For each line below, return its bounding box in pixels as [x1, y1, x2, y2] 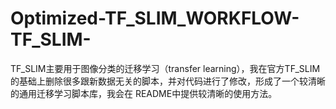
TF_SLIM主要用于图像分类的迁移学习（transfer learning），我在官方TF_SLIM [10, 62, 321, 74]
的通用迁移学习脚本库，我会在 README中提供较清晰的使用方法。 [10, 87, 278, 99]
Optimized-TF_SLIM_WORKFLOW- [10, 7, 300, 30]
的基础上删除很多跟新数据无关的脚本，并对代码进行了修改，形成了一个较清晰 [10, 75, 326, 87]
